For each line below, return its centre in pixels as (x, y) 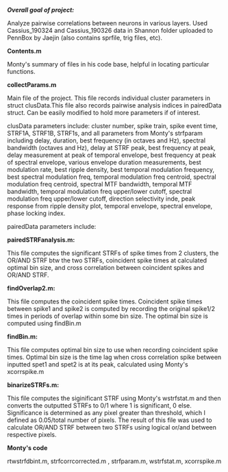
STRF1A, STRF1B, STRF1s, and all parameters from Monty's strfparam (105, 133)
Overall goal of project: (41, 10)
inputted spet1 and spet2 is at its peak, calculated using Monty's (98, 364)
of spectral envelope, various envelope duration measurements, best (104, 162)
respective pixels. (32, 435)
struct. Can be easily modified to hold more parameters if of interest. (104, 113)
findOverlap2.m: (31, 288)
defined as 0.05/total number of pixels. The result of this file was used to (110, 420)
